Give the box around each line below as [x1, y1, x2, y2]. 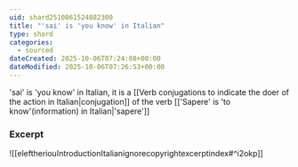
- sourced [17, 46, 53, 55]
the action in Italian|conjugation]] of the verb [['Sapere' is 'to [9, 96, 231, 107]
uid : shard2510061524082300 [9, 12, 114, 22]
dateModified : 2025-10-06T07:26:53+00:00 [9, 63, 165, 72]
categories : [9, 37, 53, 47]
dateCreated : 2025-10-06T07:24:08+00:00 [9, 54, 162, 63]
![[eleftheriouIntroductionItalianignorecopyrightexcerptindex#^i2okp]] [9, 148, 264, 159]
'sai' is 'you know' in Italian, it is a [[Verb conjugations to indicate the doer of [9, 86, 290, 98]
